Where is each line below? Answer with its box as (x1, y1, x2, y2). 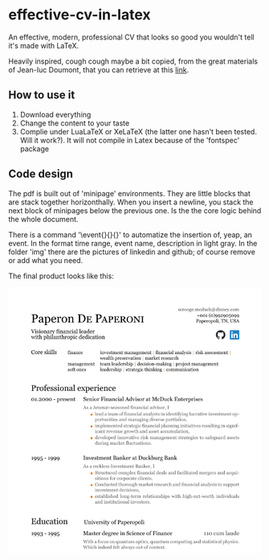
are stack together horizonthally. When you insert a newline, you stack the (8, 197, 255, 207)
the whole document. (8, 214, 79, 224)
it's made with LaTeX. (8, 40, 79, 50)
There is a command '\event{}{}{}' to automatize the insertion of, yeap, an (8, 229, 253, 239)
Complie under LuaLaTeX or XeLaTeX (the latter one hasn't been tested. (19, 126, 257, 136)
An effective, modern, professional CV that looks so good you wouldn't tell (8, 32, 255, 42)
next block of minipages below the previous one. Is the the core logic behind (8, 205, 262, 215)
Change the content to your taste (19, 118, 130, 128)
